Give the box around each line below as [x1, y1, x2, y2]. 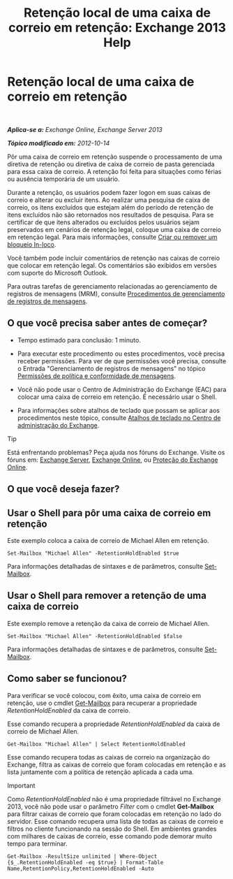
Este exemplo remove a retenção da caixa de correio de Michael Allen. [7, 619, 210, 627]
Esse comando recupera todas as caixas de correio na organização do [7, 753, 211, 761]
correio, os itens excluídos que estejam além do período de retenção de [7, 203, 214, 211]
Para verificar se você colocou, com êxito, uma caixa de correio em [7, 691, 201, 699]
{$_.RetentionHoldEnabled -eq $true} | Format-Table [7, 859, 164, 866]
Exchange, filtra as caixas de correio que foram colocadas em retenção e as [7, 760, 227, 769]
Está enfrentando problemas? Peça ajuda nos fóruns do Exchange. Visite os [7, 448, 225, 456]
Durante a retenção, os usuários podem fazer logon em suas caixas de [7, 188, 211, 196]
